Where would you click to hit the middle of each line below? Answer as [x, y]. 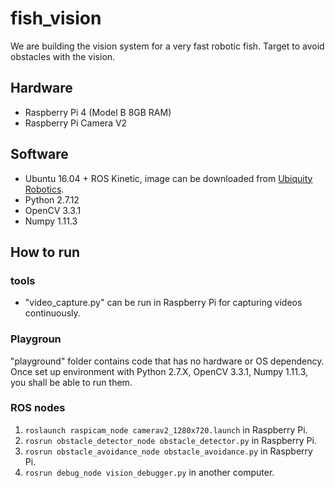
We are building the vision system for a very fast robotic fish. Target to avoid [167, 46]
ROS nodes [38, 408]
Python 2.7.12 [52, 199]
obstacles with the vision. [63, 56]
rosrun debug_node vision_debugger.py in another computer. [149, 472]
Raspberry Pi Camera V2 [76, 123]
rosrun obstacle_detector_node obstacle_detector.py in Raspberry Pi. [170, 440]
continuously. [52, 313]
